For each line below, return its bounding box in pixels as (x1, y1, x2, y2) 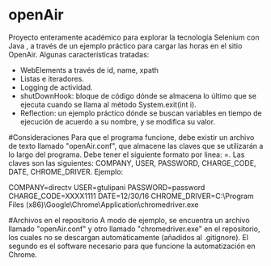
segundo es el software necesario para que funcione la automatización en (8, 241, 256, 251)
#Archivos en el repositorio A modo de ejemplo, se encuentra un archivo (8, 215, 250, 225)
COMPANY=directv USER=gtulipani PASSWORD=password (8, 182, 205, 192)
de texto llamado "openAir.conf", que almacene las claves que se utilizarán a (8, 141, 264, 150)
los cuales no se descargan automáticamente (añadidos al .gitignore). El (8, 232, 249, 242)
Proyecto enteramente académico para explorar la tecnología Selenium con (8, 32, 260, 42)
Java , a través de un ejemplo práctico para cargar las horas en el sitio (8, 40, 243, 50)
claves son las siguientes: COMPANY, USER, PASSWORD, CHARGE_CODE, (8, 158, 256, 167)
